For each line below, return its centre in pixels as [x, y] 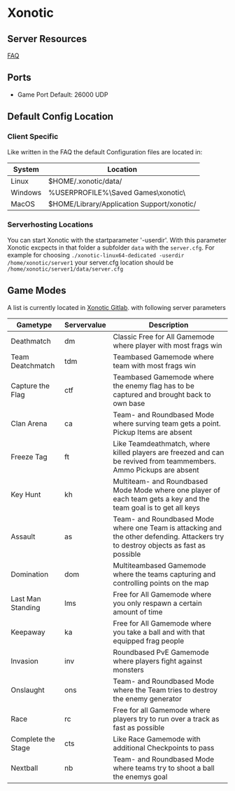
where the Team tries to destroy [165, 690]
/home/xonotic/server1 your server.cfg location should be [90, 262]
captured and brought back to [162, 394]
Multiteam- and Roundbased [161, 481]
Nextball [24, 768]
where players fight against [158, 661]
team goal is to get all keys [157, 508]
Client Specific [33, 137]
